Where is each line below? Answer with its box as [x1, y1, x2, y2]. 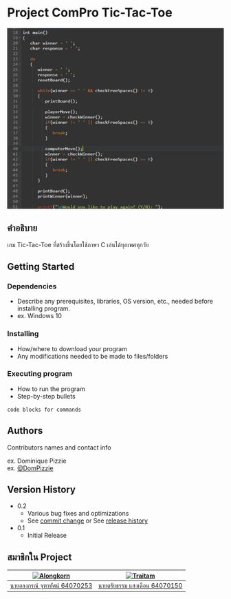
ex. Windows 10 [16, 312, 62, 320]
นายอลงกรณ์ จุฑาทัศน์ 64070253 [10, 582, 93, 590]
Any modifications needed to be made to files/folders [16, 352, 168, 360]
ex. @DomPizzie [7, 463, 54, 472]
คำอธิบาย [7, 222, 38, 234]
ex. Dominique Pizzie [7, 456, 67, 465]
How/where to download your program [16, 344, 127, 353]
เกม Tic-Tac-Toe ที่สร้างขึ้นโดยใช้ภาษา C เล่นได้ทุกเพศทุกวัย [7, 240, 149, 249]
